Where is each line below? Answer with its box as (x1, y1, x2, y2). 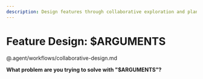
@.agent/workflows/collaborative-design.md (6, 54, 118, 62)
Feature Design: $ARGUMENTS (6, 34, 166, 48)
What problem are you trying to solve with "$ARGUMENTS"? (6, 66, 162, 73)
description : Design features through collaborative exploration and (6, 8, 185, 15)
